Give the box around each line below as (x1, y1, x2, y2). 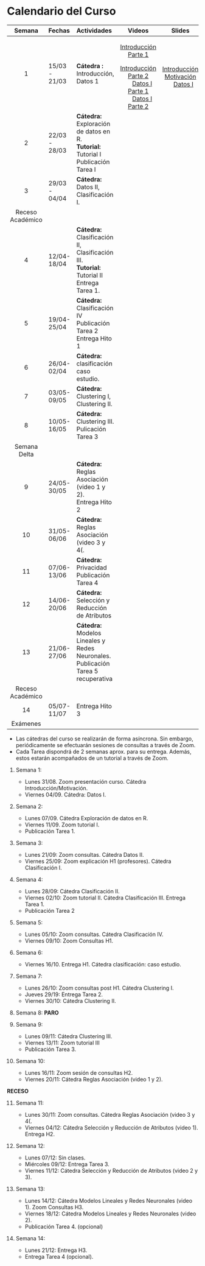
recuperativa (76, 674, 113, 683)
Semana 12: (15, 1142, 45, 1149)
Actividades (76, 26, 112, 35)
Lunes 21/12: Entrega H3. (24, 1247, 88, 1254)
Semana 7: (15, 972, 43, 980)
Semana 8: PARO (15, 1009, 60, 1016)
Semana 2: (15, 803, 43, 810)
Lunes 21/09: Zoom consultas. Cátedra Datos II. (24, 851, 144, 858)
